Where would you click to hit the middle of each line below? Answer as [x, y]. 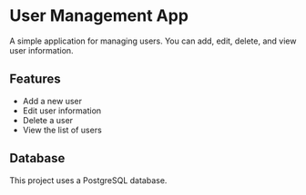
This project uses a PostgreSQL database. [88, 180]
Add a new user [52, 101]
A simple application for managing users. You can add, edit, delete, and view [153, 41]
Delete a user [48, 120]
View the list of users [62, 130]
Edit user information [62, 111]
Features [35, 79]
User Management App [99, 16]
